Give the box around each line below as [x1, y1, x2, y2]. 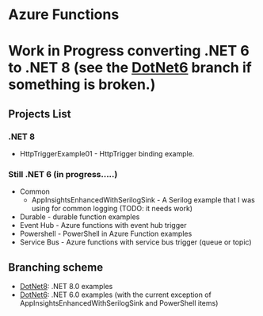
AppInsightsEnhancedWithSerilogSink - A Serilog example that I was [31, 195, 255, 205]
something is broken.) [8, 75, 156, 94]
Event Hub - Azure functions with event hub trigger [19, 221, 187, 230]
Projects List [8, 107, 71, 121]
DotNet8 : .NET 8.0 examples [19, 282, 113, 291]
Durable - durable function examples [19, 212, 140, 222]
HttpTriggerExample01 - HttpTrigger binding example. [19, 149, 195, 159]
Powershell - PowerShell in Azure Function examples [19, 229, 192, 239]
